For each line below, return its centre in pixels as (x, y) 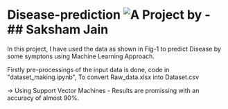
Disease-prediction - (109, 15)
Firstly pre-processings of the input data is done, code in (88, 69)
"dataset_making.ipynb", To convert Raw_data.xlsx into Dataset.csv (103, 77)
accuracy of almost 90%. (43, 98)
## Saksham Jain (58, 30)
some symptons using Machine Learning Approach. (81, 56)
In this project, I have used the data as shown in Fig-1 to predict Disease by (114, 49)
